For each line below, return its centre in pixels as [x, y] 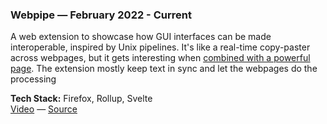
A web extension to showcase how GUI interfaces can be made [141, 37]
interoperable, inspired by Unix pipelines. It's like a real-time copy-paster [160, 47]
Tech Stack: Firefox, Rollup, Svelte [81, 99]
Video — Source [44, 109]
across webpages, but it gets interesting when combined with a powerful [160, 58]
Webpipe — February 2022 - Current [101, 15]
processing [33, 79]
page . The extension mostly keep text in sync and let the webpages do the [164, 69]
